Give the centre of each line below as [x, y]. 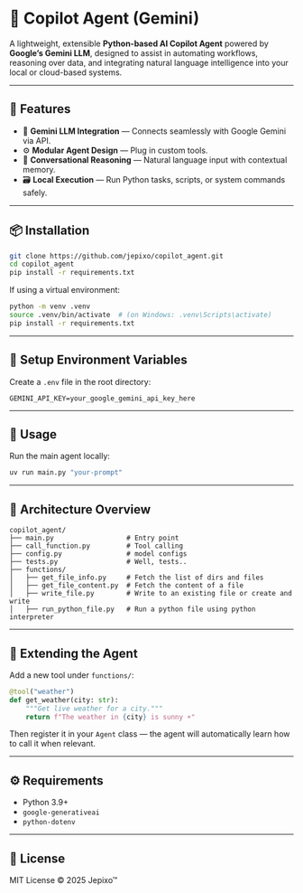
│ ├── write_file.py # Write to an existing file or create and [151, 594]
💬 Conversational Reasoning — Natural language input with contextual [155, 160]
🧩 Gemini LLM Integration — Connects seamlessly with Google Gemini [154, 131]
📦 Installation [50, 231]
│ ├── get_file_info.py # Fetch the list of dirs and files [137, 578]
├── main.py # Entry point [94, 538]
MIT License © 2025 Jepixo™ [64, 880]
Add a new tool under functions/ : [72, 675]
